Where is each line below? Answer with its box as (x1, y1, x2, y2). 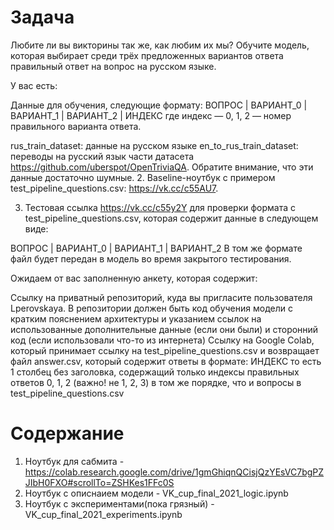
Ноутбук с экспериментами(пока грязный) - (24, 497, 215, 510)
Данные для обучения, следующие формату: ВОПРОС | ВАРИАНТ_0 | (10, 99, 308, 111)
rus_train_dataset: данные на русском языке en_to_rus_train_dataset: (10, 139, 299, 151)
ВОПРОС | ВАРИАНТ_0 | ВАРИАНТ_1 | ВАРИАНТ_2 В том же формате (10, 242, 303, 254)
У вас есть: (10, 79, 58, 91)
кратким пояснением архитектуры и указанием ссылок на (10, 312, 262, 325)
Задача (10, 6, 75, 29)
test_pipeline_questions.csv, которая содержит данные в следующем (24, 212, 319, 224)
